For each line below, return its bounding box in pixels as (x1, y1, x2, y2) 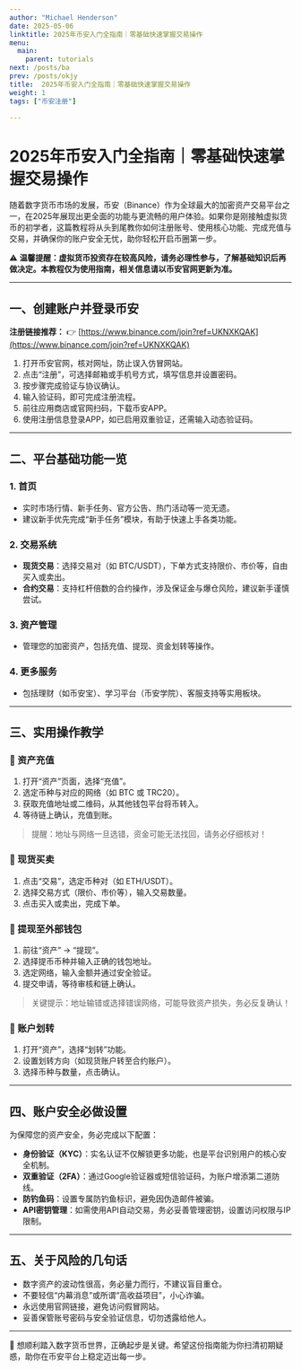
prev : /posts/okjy (9, 72, 78, 81)
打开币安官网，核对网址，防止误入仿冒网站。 (21, 358, 188, 369)
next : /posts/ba (9, 64, 70, 73)
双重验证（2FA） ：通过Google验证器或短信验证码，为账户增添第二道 (21, 1171, 272, 1181)
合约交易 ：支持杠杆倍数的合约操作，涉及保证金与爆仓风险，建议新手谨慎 (21, 583, 289, 593)
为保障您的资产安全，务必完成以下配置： (9, 1129, 159, 1140)
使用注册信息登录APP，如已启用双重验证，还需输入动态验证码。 (21, 414, 258, 425)
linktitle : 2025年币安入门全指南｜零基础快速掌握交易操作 (9, 30, 203, 39)
